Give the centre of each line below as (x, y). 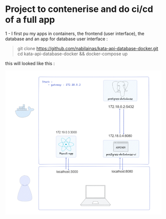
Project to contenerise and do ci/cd (79, 9)
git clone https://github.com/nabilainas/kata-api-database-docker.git (88, 48)
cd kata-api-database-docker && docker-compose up (72, 54)
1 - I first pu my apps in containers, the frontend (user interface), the (75, 33)
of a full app (30, 20)
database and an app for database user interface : (56, 39)
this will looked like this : (30, 63)
